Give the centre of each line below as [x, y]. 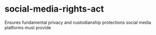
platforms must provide [28, 27]
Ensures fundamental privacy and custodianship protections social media [78, 22]
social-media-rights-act [54, 9]
